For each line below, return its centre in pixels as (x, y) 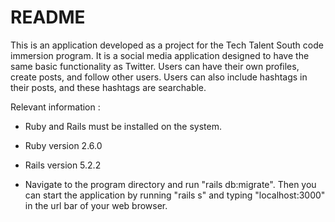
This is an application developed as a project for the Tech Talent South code (167, 45)
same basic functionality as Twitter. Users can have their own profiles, (155, 66)
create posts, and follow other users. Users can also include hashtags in (159, 77)
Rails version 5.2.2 (63, 165)
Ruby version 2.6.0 (63, 145)
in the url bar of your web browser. (96, 205)
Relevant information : (55, 107)
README (48, 17)
